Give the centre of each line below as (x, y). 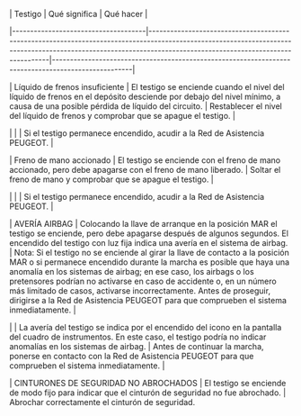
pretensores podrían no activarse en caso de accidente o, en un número (143, 281)
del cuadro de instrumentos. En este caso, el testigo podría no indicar (138, 337)
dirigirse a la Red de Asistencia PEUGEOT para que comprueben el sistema (148, 300)
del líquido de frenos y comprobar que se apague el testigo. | (123, 116)
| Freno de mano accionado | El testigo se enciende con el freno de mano (145, 160)
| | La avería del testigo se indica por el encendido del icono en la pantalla (146, 327)
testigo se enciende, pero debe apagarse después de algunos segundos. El (149, 233)
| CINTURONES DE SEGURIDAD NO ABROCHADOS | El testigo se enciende (148, 383)
